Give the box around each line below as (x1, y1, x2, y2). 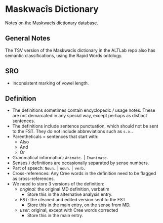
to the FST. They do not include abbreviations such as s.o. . (12, 129, 134, 134)
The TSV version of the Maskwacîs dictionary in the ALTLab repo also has (5, 47, 156, 53)
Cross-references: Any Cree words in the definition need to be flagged (12, 171, 157, 177)
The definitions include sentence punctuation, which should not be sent (12, 123, 159, 129)
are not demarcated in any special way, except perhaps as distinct (12, 113, 147, 119)
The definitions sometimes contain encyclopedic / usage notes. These (12, 107, 156, 113)
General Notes (5, 34, 50, 43)
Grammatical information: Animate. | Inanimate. (12, 155, 109, 161)
